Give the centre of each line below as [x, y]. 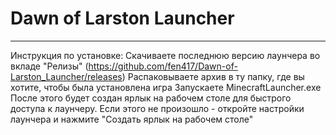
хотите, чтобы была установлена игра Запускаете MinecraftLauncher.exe [166, 87]
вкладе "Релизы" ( [49, 66]
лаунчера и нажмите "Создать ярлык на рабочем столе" [132, 119]
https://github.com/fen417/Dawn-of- [163, 66]
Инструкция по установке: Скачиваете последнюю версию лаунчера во [165, 55]
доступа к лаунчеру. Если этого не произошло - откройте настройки [157, 108]
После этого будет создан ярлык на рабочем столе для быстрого [151, 98]
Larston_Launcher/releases [66, 76]
